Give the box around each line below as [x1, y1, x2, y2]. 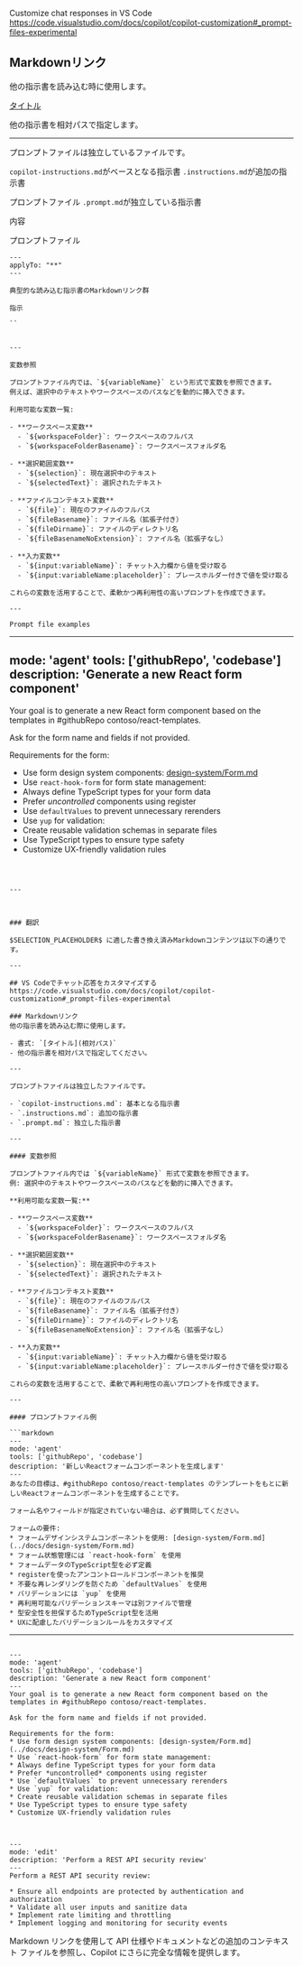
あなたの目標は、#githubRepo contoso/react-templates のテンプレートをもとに [9, 1479, 282, 1488]
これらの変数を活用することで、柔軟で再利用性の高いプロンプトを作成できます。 [9, 1380, 263, 1389]
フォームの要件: [9, 1524, 61, 1533]
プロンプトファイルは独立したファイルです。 [9, 1082, 151, 1091]
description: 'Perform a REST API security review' [9, 1855, 207, 1864]
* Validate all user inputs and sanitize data [9, 1903, 188, 1912]
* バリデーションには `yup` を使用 [9, 1589, 126, 1598]
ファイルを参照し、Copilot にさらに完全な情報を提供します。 [19, 1946, 245, 1957]
